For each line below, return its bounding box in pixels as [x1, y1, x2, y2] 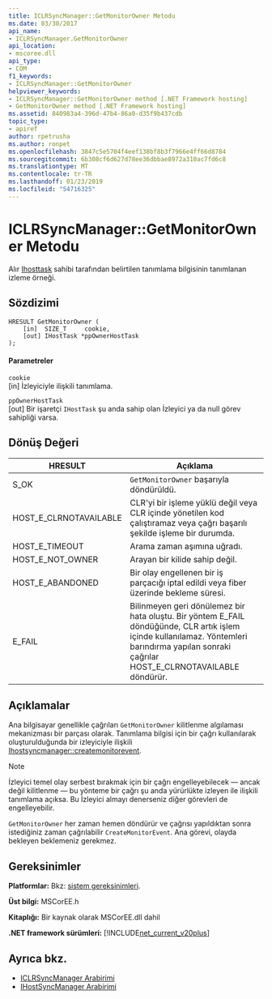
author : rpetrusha [8, 132, 70, 140]
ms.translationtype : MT [8, 163, 89, 171]
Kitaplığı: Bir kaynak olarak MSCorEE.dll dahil [8, 912, 160, 922]
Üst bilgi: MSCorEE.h [8, 897, 79, 907]
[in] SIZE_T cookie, [23, 325, 111, 333]
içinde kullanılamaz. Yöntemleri [130, 630, 248, 642]
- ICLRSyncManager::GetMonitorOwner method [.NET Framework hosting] [8, 95, 249, 103]
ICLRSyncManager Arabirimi [19, 973, 115, 983]
